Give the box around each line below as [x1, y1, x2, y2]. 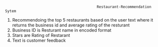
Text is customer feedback [12, 37, 66, 43]
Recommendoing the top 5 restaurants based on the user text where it [12, 17, 154, 23]
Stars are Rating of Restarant [12, 33, 70, 38]
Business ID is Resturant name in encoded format [12, 27, 112, 33]
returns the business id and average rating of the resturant [12, 22, 130, 28]
